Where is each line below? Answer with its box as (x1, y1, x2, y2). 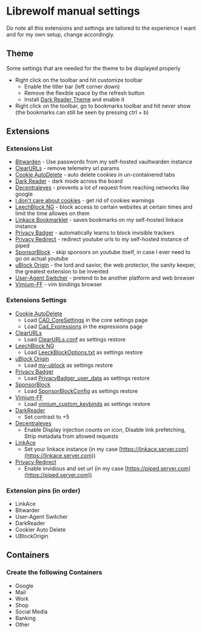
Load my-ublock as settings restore (24, 361, 113, 369)
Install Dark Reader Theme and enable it (24, 95, 125, 103)
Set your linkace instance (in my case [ (24, 445, 121, 453)
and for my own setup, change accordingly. (6, 30, 115, 38)
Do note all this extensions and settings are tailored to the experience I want (6, 24, 196, 32)
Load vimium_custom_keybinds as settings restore (24, 400, 150, 408)
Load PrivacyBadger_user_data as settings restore (24, 374, 150, 382)
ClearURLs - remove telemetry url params (15, 165, 120, 172)
